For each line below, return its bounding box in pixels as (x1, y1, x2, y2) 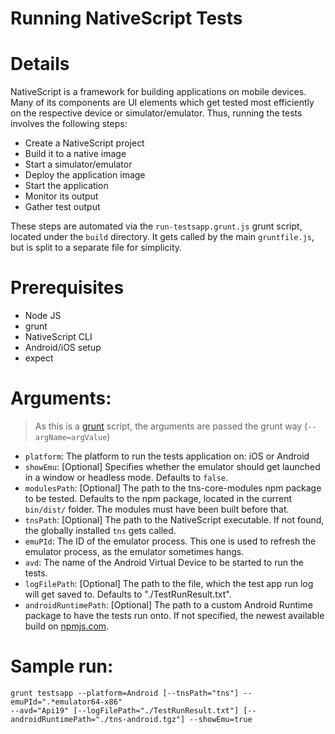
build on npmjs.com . (24, 620, 110, 632)
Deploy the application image (24, 169, 146, 181)
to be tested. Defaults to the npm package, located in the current (24, 493, 293, 504)
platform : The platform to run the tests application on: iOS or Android (24, 450, 310, 462)
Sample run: (10, 655, 114, 678)
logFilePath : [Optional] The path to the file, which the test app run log (24, 578, 314, 589)
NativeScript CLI (24, 331, 93, 343)
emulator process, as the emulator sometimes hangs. (24, 546, 245, 557)
